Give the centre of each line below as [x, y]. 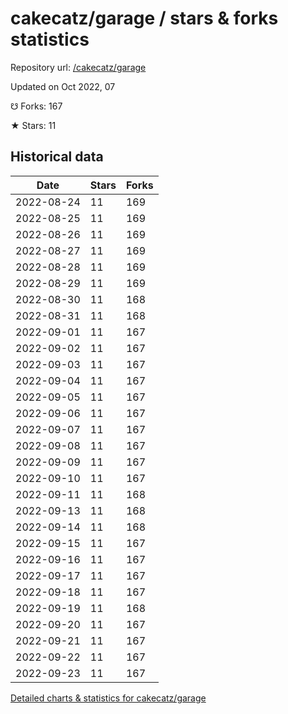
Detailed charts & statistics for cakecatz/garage [108, 698]
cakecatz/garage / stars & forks [144, 18]
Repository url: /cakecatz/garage [78, 67]
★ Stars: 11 [33, 125]
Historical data [57, 157]
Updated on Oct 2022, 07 [63, 86]
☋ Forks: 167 [36, 106]
